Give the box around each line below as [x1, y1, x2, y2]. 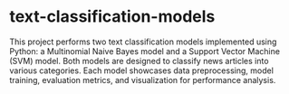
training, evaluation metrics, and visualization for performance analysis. [9, 74, 276, 85]
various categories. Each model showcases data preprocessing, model [9, 65, 275, 76]
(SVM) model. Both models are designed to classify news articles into [9, 55, 269, 66]
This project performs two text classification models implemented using [9, 36, 277, 47]
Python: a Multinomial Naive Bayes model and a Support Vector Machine [9, 45, 281, 56]
